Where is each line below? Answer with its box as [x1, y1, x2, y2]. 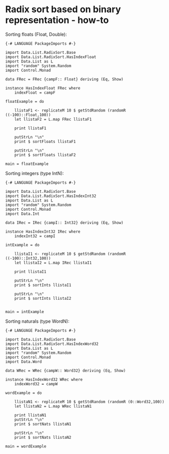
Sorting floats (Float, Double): [5, 31, 67, 37]
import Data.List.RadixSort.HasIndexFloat [5, 54, 96, 60]
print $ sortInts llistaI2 [14, 296, 72, 301]
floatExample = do [5, 99, 44, 104]
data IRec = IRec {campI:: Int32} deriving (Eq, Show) [5, 220, 124, 225]
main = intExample [5, 309, 44, 314]
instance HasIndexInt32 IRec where [5, 229, 81, 234]
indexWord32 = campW [14, 381, 58, 386]
